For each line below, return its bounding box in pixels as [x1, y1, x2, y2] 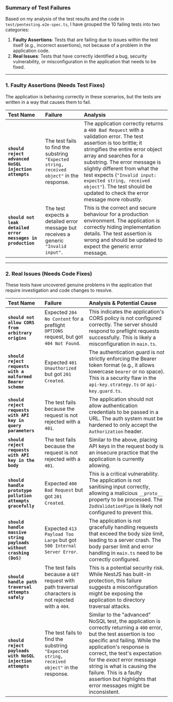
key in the [8, 457, 34, 463]
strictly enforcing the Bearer [89, 355, 157, 362]
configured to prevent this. [89, 508, 153, 516]
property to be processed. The [89, 496, 163, 503]
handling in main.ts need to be [89, 549, 163, 556]
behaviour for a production [84, 210, 149, 218]
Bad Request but [44, 486, 83, 493]
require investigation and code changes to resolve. [5, 287, 113, 293]
